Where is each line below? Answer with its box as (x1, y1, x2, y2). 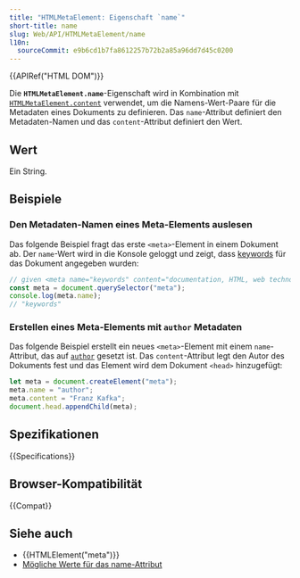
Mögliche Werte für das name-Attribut (21, 559, 162, 570)
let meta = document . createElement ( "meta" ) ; (9, 377, 178, 386)
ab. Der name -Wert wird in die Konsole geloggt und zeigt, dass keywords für (9, 248, 287, 259)
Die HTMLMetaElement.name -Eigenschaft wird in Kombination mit (9, 88, 239, 99)
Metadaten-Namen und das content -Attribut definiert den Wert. (9, 117, 243, 128)
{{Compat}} (9, 500, 52, 511)
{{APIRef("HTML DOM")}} (9, 70, 104, 81)
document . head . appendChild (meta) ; (9, 402, 138, 411)
